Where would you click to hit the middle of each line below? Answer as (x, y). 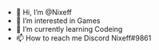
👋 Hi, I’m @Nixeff (44, 12)
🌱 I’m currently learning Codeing (69, 29)
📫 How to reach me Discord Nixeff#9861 (83, 38)
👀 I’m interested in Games (58, 21)
